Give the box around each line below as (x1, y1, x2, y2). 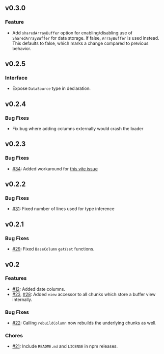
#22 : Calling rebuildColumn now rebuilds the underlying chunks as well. (12, 320, 157, 326)
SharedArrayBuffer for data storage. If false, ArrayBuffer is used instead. (12, 35, 160, 41)
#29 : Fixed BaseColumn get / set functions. (12, 246, 95, 252)
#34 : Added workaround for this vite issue (12, 165, 98, 171)
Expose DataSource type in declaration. (12, 85, 91, 91)
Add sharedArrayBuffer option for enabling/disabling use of (12, 29, 133, 36)
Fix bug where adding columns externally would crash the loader (12, 126, 144, 132)
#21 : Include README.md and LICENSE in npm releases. (12, 343, 118, 349)
